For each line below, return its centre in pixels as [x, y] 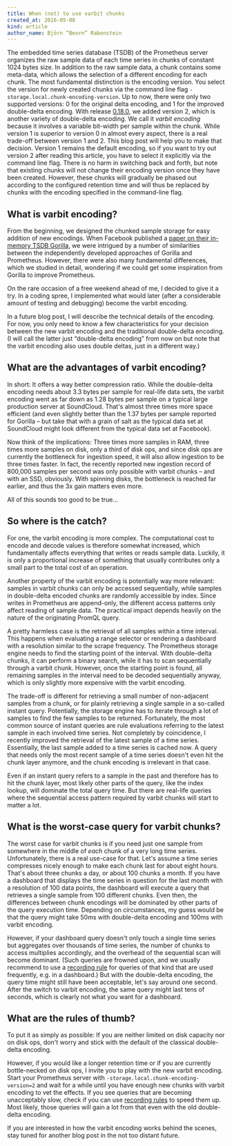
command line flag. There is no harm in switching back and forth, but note [113, 163]
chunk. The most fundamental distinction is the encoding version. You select [116, 82]
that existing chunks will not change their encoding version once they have [114, 170]
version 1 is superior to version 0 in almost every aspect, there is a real [107, 134]
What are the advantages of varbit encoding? [107, 368]
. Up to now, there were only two [165, 97]
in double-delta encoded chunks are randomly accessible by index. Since [112, 596]
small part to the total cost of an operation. [68, 567]
